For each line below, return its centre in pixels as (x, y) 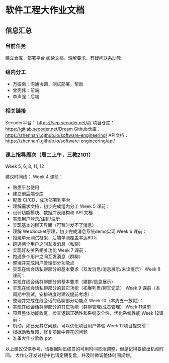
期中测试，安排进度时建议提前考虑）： (56, 294)
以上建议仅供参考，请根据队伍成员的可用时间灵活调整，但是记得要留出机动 (82, 349)
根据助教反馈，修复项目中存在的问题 (50, 332)
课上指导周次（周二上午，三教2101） (50, 155)
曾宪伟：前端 (26, 90)
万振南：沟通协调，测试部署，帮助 (48, 84)
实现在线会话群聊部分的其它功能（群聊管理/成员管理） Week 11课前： (84, 307)
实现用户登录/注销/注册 (36, 219)
